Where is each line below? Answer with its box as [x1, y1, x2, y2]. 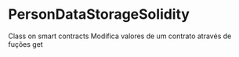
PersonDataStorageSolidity [8, 5, 190, 23]
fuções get [8, 39, 43, 48]
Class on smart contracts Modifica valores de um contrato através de [8, 31, 232, 41]
